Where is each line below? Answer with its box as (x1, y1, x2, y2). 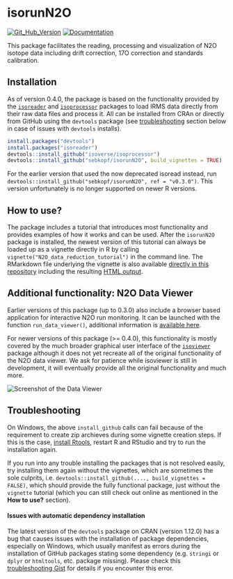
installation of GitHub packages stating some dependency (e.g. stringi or (7, 549, 219, 557)
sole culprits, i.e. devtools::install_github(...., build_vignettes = (7, 473, 206, 482)
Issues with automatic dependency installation (7, 512, 145, 520)
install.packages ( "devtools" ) (7, 138, 95, 145)
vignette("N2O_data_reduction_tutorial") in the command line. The (7, 252, 203, 261)
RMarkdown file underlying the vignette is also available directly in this (7, 260, 209, 268)
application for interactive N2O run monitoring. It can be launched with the (7, 313, 220, 321)
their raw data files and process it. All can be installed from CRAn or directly (7, 109, 225, 117)
